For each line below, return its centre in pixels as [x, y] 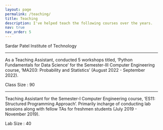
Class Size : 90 [20, 85]
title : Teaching [21, 18]
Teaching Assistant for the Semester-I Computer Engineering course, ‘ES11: [80, 98]
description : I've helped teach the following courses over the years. [79, 23]
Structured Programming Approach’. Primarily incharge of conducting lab [78, 104]
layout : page [18, 9]
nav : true [15, 28]
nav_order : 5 [18, 32]
